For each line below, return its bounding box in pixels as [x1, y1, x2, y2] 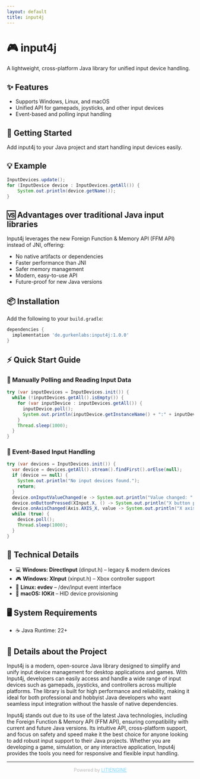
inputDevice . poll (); [22, 406, 74, 412]
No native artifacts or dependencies [15, 253, 103, 260]
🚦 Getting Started [7, 128, 72, 138]
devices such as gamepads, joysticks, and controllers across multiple [7, 681, 177, 688]
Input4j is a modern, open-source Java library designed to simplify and [7, 662, 180, 669]
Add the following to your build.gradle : [7, 315, 103, 322]
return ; [17, 483, 36, 489]
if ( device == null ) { [12, 472, 68, 479]
